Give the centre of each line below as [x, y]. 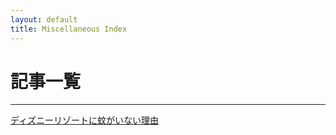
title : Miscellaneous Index [69, 29]
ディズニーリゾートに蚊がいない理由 [85, 120]
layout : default [44, 19]
